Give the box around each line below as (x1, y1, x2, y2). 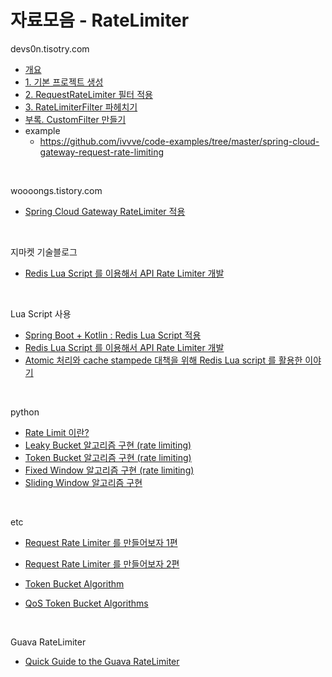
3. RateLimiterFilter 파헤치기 (24, 101, 138, 113)
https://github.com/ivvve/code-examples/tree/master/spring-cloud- (39, 135, 320, 147)
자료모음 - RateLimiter (10, 9, 190, 32)
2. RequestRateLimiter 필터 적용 (24, 88, 153, 100)
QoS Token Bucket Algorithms (24, 597, 149, 609)
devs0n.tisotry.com (10, 42, 90, 55)
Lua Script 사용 (10, 307, 72, 320)
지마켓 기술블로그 (10, 246, 78, 258)
